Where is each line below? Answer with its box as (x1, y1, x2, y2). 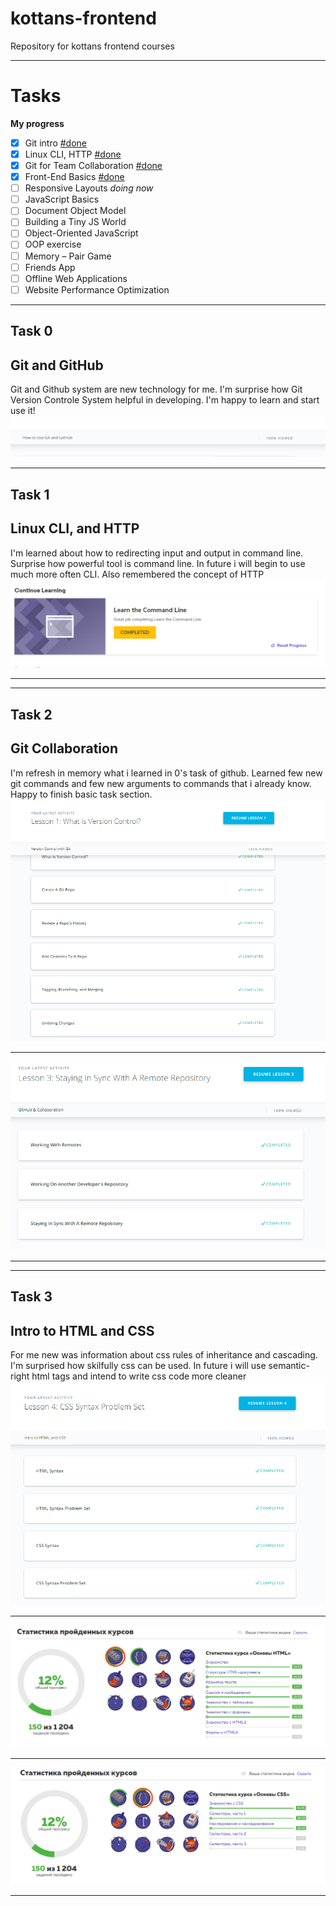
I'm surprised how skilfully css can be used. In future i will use (10, 1360, 267, 1372)
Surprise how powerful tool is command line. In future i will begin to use (10, 557, 306, 569)
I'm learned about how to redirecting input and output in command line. (10, 547, 304, 559)
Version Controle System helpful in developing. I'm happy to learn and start (10, 393, 320, 406)
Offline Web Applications (24, 272, 128, 284)
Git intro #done (24, 137, 88, 149)
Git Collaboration (10, 740, 119, 757)
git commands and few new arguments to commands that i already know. (10, 777, 312, 789)
